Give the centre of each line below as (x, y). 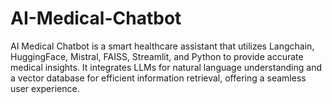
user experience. (45, 88)
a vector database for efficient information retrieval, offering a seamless (158, 78)
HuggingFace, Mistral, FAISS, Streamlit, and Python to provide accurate (157, 56)
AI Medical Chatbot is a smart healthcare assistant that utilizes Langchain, (162, 46)
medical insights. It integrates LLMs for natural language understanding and (166, 67)
